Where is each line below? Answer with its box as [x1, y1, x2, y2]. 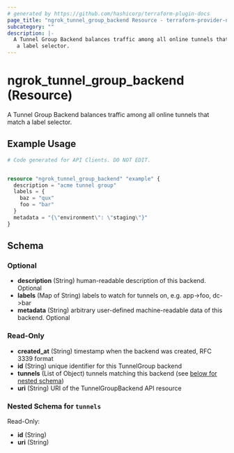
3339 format [17, 354, 54, 362]
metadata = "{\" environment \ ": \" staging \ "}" [13, 214, 148, 221]
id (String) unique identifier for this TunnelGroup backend [17, 362, 182, 370]
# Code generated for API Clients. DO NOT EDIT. [7, 156, 151, 164]
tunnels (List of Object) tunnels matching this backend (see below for [17, 369, 217, 377]
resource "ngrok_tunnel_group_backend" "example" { [7, 175, 160, 182]
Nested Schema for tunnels [7, 401, 102, 411]
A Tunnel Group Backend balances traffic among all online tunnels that [7, 110, 210, 118]
